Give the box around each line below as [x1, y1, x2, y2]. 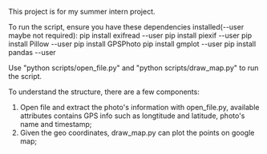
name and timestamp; [19, 120, 92, 128]
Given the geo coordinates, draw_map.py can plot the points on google [19, 128, 255, 137]
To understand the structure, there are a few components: [8, 87, 200, 97]
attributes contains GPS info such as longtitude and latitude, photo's [19, 111, 245, 120]
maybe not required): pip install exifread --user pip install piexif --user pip [8, 31, 253, 40]
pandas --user [8, 48, 56, 57]
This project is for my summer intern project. [8, 7, 156, 16]
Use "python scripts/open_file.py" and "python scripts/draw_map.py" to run [8, 63, 259, 73]
